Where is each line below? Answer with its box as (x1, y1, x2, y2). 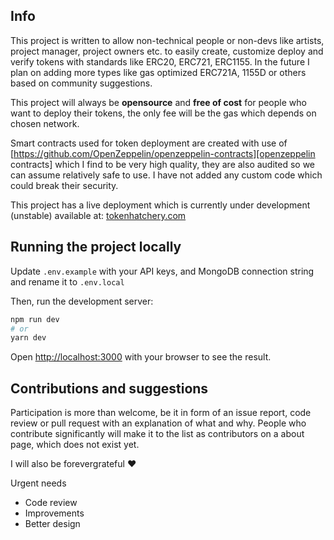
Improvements (24, 507, 85, 519)
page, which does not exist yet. (10, 439, 140, 451)
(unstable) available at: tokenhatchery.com (10, 209, 187, 221)
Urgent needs (10, 477, 67, 489)
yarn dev (10, 333, 47, 343)
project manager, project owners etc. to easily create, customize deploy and (10, 45, 324, 57)
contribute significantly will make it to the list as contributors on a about (10, 428, 305, 440)
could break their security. (10, 179, 119, 191)
